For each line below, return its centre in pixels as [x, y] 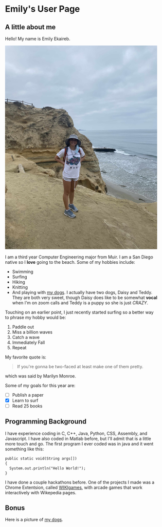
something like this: [25, 449]
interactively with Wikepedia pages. [41, 492]
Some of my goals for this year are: [40, 385]
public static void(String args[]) [41, 458]
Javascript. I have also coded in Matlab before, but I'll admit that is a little [78, 439]
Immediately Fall [28, 342]
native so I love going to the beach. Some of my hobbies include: [70, 262]
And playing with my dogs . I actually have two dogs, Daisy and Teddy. [82, 292]
